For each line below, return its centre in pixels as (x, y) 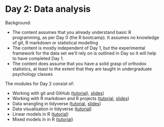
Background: (18, 23)
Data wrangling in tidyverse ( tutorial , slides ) (57, 103)
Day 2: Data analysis (48, 9)
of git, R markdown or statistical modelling (55, 42)
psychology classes (32, 74)
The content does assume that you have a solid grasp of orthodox (79, 63)
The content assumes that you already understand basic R (72, 32)
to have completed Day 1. (38, 58)
